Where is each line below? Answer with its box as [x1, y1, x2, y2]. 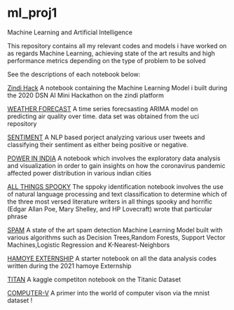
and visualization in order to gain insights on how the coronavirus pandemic [7, 161, 226, 169]
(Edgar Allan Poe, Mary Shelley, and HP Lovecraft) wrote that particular [7, 204, 212, 213]
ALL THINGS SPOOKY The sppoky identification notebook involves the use [7, 182, 224, 190]
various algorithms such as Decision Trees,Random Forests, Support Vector [7, 233, 226, 241]
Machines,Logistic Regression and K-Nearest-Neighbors [7, 240, 170, 249]
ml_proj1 [7, 5, 57, 21]
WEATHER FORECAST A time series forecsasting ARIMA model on [7, 104, 198, 113]
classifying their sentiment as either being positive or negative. [7, 140, 188, 148]
